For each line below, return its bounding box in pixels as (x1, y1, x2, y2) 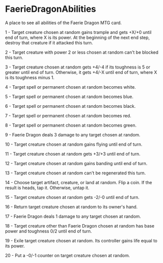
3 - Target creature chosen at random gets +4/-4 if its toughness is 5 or (5, 64, 151, 70)
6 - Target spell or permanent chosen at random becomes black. (5, 103, 136, 109)
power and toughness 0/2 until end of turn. (5, 228, 92, 234)
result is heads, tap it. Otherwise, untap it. (5, 185, 90, 191)
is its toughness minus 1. (5, 74, 55, 80)
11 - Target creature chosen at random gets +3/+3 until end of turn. (5, 151, 141, 157)
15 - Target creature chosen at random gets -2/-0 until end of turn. (5, 194, 140, 200)
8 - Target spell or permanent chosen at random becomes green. (5, 122, 136, 128)
